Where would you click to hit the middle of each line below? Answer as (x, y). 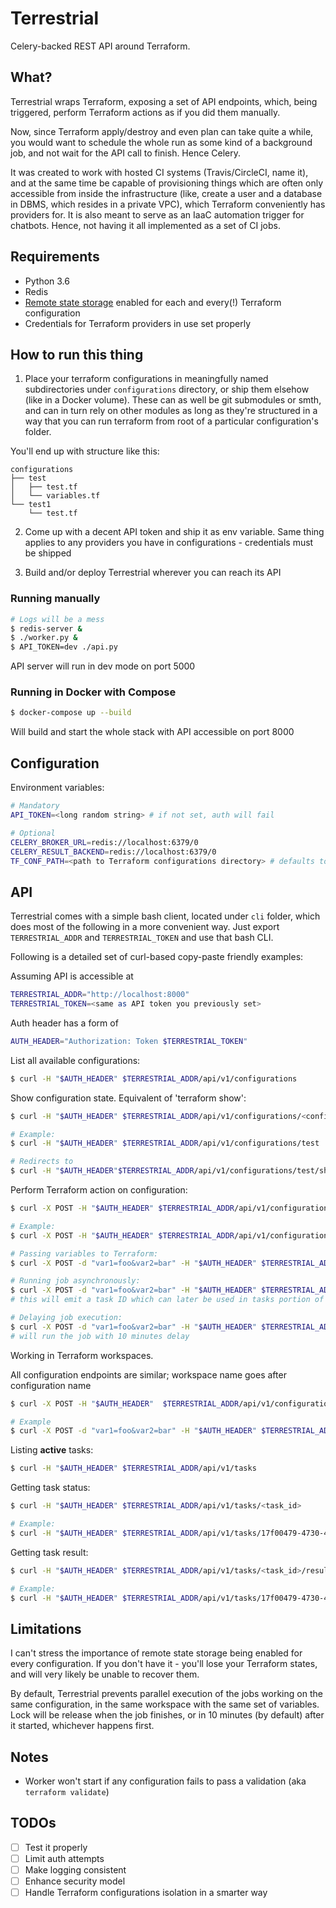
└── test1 (31, 505)
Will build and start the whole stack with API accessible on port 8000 (152, 732)
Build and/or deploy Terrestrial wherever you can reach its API (153, 573)
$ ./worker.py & (44, 638)
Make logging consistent (75, 1870)
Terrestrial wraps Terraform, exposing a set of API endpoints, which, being (164, 101)
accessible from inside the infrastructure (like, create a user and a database (166, 193)
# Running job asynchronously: (75, 1281)
